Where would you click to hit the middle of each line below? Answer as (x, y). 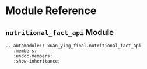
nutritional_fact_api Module (60, 32)
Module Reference (51, 11)
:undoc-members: (33, 56)
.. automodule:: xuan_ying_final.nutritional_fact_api (73, 46)
